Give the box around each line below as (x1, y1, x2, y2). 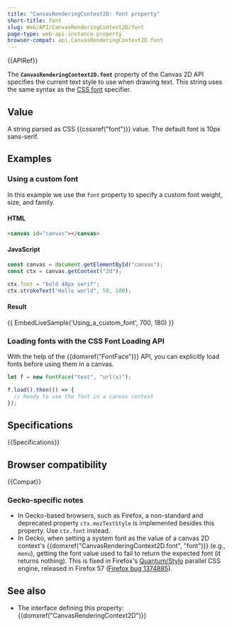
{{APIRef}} (7, 56, 38, 65)
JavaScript (7, 245, 40, 254)
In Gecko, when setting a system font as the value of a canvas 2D (17, 534, 209, 542)
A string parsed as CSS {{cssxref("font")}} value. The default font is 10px (7, 124, 221, 133)
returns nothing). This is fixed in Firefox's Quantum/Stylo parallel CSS (17, 557, 221, 565)
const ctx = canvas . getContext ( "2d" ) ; (7, 267, 122, 274)
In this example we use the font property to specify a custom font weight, (7, 190, 223, 199)
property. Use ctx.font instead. (17, 527, 111, 535)
